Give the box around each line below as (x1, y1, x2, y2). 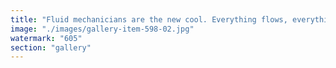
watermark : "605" (10, 33, 83, 43)
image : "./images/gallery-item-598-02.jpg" (10, 24, 195, 34)
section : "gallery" (10, 42, 92, 53)
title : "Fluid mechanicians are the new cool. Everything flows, (10, 14, 288, 25)
